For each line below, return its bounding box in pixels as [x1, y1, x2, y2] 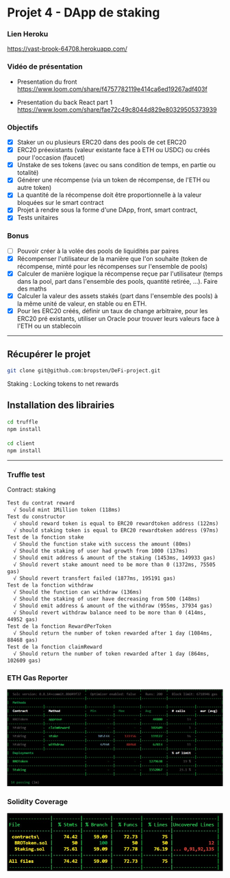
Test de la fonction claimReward [7, 644, 103, 650]
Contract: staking [7, 485, 56, 494]
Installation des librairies [7, 400, 115, 411]
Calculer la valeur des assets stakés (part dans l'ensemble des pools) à [16, 292, 218, 300]
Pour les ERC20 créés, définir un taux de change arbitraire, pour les [16, 307, 208, 315]
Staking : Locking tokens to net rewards [7, 379, 119, 388]
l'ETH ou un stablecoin [16, 322, 81, 330]
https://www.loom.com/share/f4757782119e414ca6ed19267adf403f [16, 84, 207, 93]
